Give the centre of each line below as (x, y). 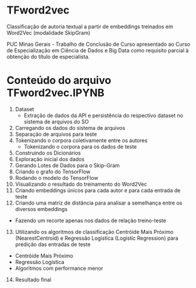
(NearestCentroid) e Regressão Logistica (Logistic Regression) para (97, 238)
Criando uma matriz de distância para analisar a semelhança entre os (99, 203)
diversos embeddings (41, 209)
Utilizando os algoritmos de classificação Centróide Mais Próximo (94, 232)
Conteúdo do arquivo (59, 81)
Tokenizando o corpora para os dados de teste (80, 146)
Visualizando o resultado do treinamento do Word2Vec (81, 184)
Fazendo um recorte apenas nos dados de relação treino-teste (90, 220)
